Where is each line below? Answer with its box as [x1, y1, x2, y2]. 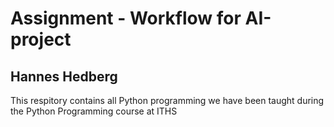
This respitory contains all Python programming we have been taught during [10, 95, 325, 106]
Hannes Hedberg [10, 68, 118, 85]
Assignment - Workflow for [10, 7, 242, 30]
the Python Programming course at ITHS [10, 105, 178, 117]
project [10, 28, 72, 51]
